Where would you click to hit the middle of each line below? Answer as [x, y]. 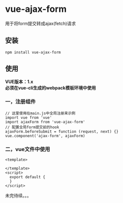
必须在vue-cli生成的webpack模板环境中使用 [51, 88]
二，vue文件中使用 [28, 149]
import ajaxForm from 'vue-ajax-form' [45, 122]
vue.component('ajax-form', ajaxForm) [45, 136]
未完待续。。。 [18, 196]
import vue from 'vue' [29, 117]
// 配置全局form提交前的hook [32, 127]
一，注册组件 [21, 101]
